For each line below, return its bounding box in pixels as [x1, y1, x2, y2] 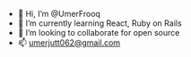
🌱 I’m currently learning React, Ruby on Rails [17, 18, 182, 28]
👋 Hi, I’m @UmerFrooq [17, 9, 101, 19]
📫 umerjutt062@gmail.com [17, 37, 121, 48]
